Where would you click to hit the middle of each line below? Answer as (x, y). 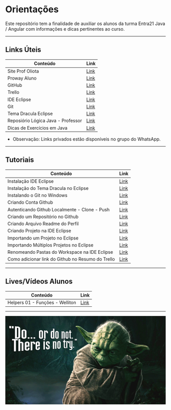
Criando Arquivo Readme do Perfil (43, 224)
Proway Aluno (22, 78)
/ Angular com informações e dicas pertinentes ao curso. (65, 29)
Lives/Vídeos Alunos (39, 282)
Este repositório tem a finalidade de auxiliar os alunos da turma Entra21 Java (85, 23)
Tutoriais (20, 160)
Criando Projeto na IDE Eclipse (39, 231)
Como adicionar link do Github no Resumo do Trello (61, 259)
